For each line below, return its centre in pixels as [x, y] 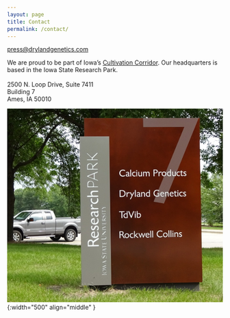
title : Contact [29, 22]
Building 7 [21, 92]
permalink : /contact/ [38, 29]
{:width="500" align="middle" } [51, 307]
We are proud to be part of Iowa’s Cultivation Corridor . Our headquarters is [112, 63]
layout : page [26, 14]
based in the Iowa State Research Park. [63, 70]
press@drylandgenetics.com [48, 49]
